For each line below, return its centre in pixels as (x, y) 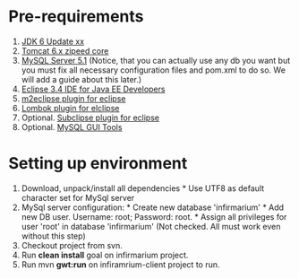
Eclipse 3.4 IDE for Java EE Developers (93, 89)
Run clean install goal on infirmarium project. (105, 255)
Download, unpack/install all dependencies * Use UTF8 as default (143, 188)
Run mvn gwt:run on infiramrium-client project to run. (120, 264)
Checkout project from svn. (72, 245)
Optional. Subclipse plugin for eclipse (90, 118)
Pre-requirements (76, 17)
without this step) (53, 236)
